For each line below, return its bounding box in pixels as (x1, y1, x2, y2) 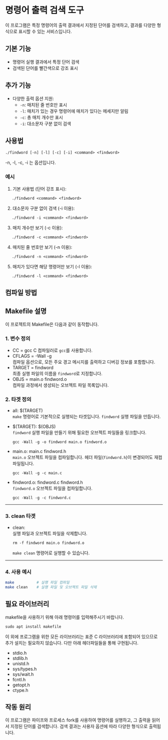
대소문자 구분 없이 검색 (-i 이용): (12, 205, 75, 211)
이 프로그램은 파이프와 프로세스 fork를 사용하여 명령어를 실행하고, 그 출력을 (5, 717, 151, 723)
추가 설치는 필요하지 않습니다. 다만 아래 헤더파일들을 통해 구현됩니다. (5, 640, 138, 646)
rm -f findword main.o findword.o (12, 540, 84, 545)
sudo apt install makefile (5, 624, 61, 629)
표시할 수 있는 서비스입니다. (18, 28, 72, 34)
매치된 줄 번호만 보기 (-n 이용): (12, 244, 72, 250)
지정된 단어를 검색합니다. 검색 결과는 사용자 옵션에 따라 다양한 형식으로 (10, 723, 148, 729)
